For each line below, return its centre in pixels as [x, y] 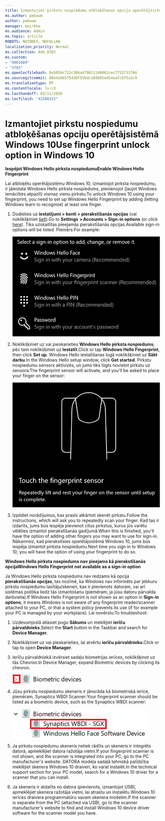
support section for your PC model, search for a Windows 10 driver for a [85, 772]
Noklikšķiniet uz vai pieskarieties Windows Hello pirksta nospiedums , [83, 344]
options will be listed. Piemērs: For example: [56, 230]
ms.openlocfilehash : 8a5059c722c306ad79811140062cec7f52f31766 [71, 73]
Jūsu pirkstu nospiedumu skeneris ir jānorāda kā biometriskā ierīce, [81, 691]
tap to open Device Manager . [42, 648]
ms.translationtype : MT [29, 83]
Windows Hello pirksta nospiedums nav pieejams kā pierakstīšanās [75, 561]
